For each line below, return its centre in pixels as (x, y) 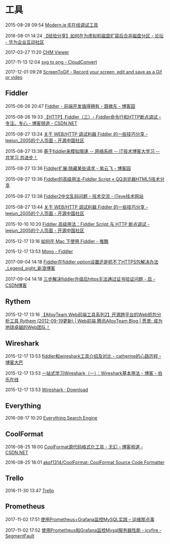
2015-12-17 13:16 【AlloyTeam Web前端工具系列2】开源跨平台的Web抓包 (81, 314)
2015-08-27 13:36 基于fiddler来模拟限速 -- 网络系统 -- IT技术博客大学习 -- (82, 151)
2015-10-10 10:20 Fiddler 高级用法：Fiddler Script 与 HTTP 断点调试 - (77, 224)
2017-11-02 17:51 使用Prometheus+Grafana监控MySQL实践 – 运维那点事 (80, 519)
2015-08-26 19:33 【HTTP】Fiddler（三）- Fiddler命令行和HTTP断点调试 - (83, 117)
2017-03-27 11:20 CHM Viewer (37, 52)
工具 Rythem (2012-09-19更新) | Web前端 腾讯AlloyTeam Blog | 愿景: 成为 (86, 321)
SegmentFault (20, 536)
